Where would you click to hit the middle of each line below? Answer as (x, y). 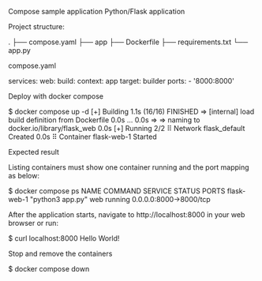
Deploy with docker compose (56, 96)
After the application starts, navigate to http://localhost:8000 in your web (127, 215)
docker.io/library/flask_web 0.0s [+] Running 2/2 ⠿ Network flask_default (127, 128)
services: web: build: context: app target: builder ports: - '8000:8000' (122, 81)
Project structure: (37, 26)
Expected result (34, 152)
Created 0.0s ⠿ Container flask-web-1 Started (82, 137)
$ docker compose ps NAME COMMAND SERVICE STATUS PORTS (117, 191)
